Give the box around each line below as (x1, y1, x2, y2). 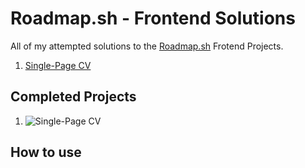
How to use (10, 144, 82, 161)
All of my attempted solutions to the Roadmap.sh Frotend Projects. (10, 40, 284, 52)
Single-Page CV (24, 59, 92, 71)
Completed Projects (10, 88, 137, 106)
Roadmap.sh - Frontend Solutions (10, 7, 296, 30)
